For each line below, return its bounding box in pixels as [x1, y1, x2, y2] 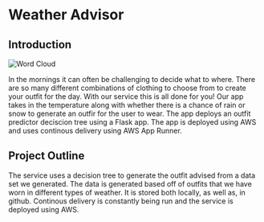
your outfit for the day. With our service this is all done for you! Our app [8, 92, 244, 101]
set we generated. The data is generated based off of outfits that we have [8, 179, 253, 188]
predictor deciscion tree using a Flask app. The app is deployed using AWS [8, 117, 257, 126]
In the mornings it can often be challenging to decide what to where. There [8, 75, 255, 84]
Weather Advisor [8, 6, 124, 24]
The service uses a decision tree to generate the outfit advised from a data [8, 171, 256, 180]
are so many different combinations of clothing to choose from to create [8, 83, 247, 92]
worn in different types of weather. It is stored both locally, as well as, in [8, 187, 246, 197]
